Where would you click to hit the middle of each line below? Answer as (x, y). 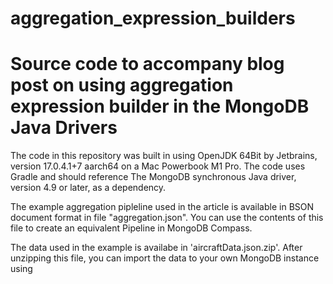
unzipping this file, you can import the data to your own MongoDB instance (165, 258)
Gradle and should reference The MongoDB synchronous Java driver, (153, 177)
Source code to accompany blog (147, 64)
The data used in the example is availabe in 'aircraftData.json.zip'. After (156, 248)
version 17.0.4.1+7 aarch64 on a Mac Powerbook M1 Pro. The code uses (158, 166)
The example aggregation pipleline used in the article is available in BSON (162, 207)
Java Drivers (64, 128)
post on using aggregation (122, 85)
